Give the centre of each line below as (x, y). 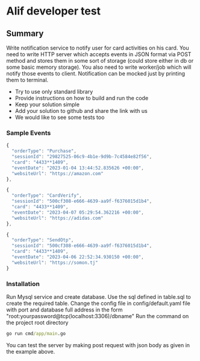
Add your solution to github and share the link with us (81, 111)
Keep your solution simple (47, 104)
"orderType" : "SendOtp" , (43, 240)
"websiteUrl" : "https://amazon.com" (58, 173)
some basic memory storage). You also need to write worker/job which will (99, 67)
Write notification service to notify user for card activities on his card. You (98, 48)
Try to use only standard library (54, 91)
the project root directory (37, 322)
